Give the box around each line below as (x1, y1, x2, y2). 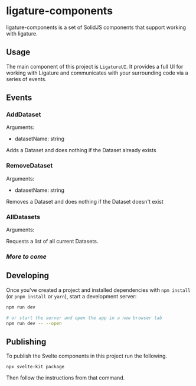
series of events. (6, 75, 47, 82)
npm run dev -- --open (6, 320, 62, 326)
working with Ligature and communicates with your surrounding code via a (6, 69, 188, 76)
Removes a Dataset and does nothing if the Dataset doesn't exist (6, 198, 164, 205)
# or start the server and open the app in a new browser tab (6, 315, 162, 321)
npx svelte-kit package (6, 364, 65, 370)
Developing (6, 271, 49, 281)
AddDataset (6, 111, 41, 119)
